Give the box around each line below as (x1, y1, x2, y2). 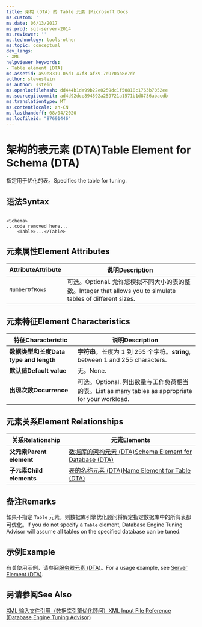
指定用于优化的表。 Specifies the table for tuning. (6, 177, 127, 184)
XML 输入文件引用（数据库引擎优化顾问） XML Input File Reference (6, 607, 171, 614)
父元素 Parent (9, 447, 47, 456)
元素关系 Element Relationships (6, 417, 124, 427)
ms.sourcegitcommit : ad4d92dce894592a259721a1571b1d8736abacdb (6, 93, 168, 99)
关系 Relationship (11, 436, 61, 444)
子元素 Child (9, 467, 43, 475)
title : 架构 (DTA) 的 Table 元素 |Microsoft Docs (6, 8, 129, 15)
